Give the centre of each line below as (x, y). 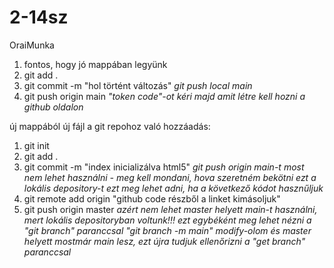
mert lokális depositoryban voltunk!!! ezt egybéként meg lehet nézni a (167, 220)
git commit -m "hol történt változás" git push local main (138, 85)
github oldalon (53, 107)
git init (36, 145)
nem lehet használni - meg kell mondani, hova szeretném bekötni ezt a (170, 177)
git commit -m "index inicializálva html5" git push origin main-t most (164, 167)
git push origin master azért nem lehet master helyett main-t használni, (170, 209)
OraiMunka (32, 45)
